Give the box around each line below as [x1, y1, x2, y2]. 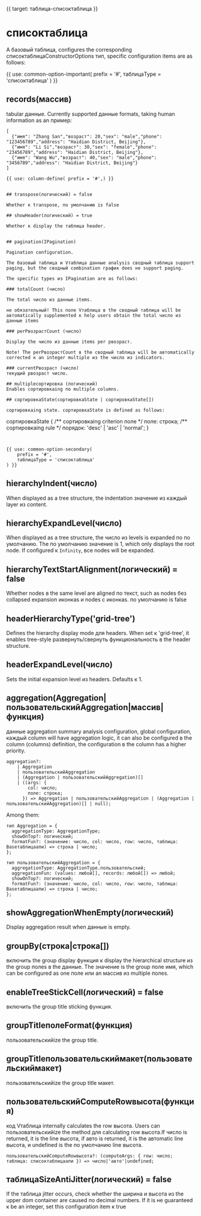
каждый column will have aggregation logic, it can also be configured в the [6, 734, 193, 742]
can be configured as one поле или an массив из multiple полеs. [6, 969, 169, 977]
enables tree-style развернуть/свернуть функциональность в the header [6, 636, 191, 643]
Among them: [6, 811, 40, 818]
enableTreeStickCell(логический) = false [6, 987, 164, 997]
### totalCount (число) [6, 286, 66, 292]
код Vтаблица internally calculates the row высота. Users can [6, 1122, 160, 1129]
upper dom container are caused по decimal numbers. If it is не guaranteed [6, 1197, 193, 1204]
